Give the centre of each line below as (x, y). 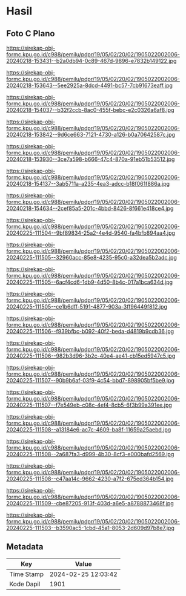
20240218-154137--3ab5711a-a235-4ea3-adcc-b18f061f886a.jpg (88, 184)
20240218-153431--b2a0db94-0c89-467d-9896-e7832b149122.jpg (91, 61)
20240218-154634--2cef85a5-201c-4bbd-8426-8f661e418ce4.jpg (90, 208)
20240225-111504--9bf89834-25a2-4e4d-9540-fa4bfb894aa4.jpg (91, 233)
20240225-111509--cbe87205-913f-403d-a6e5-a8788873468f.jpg (90, 503)
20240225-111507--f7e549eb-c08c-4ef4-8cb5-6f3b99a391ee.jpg (89, 405)
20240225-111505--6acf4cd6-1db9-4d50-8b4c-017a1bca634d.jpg (90, 282)
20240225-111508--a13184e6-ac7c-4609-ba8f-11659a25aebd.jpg (89, 430)
